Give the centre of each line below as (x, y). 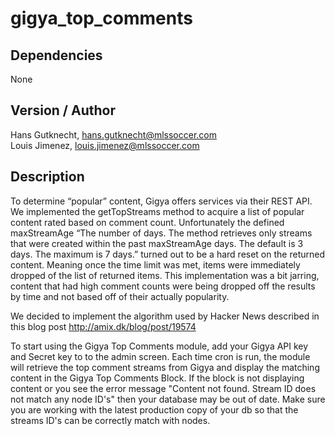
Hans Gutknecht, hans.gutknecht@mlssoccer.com (113, 134)
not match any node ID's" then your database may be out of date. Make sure (168, 399)
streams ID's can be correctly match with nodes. (110, 420)
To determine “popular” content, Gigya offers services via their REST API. (161, 201)
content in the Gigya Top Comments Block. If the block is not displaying (157, 378)
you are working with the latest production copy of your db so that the (154, 409)
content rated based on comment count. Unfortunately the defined (147, 222)
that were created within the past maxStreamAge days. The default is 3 (157, 243)
